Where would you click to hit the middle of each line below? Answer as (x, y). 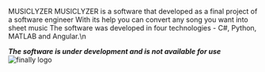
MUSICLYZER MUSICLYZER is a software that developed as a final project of (133, 11)
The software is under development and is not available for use (115, 51)
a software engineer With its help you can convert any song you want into (128, 20)
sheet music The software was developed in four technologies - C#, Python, (132, 28)
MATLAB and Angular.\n (47, 36)
